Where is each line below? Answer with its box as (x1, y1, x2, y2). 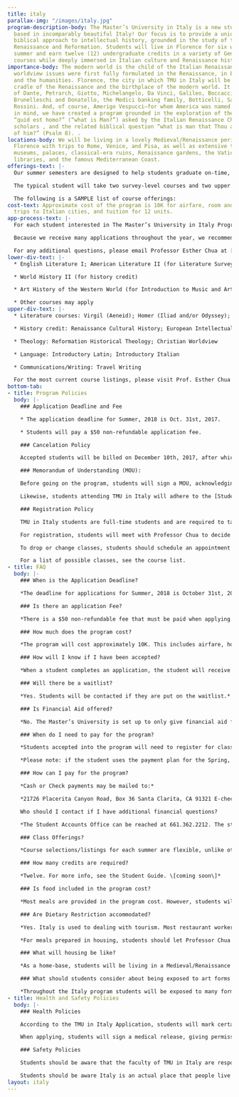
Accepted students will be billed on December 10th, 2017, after (20, 454, 218, 461)
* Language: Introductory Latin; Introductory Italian (14, 350, 180, 358)
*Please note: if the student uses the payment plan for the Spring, (20, 757, 231, 764)
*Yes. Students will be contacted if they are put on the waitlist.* (20, 692, 231, 700)
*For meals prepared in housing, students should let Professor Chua (20, 937, 231, 944)
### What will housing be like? (20, 950, 116, 957)
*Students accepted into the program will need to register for (20, 744, 215, 751)
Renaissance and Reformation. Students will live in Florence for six (14, 43, 228, 51)
